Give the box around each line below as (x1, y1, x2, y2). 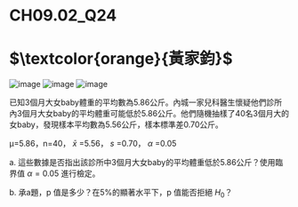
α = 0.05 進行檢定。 (26, 168, 101, 179)
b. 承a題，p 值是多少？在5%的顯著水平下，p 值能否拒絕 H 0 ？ (9, 187, 233, 200)
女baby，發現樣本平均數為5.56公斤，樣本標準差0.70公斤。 (9, 119, 224, 130)
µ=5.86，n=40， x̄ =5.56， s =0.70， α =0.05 (9, 139, 177, 149)
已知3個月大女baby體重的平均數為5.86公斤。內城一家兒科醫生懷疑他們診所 (9, 97, 283, 107)
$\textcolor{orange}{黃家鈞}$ (9, 49, 233, 69)
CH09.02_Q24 (9, 5, 117, 26)
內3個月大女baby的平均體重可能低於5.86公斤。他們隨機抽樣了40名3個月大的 (9, 108, 289, 119)
